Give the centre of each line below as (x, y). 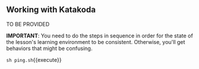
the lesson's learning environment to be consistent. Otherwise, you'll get (96, 42)
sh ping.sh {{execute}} (34, 59)
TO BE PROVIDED (28, 24)
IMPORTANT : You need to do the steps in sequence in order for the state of (100, 36)
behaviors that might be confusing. (49, 48)
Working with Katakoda (51, 10)
